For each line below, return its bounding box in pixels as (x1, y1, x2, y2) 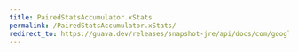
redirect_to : (9, 29, 58, 38)
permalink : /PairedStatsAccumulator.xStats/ (9, 21, 176, 30)
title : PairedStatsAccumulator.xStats (9, 12, 153, 22)
